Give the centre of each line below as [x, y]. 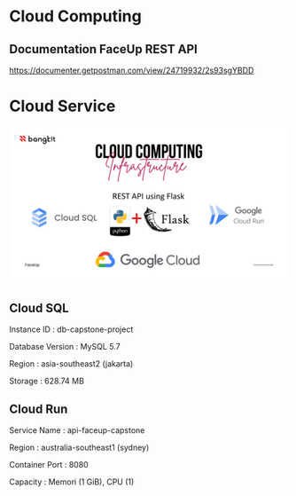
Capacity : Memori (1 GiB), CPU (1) [72, 482]
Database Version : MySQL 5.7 [65, 347]
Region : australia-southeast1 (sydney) [79, 448]
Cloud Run [39, 409]
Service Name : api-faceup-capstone [77, 430]
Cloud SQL [39, 308]
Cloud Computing [75, 16]
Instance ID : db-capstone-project [71, 329]
